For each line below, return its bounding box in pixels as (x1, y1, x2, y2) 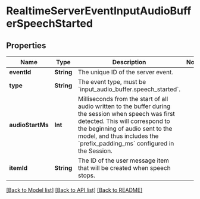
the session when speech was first (78, 110, 176, 118)
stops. (78, 171, 95, 179)
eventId (9, 68, 32, 76)
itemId (9, 164, 28, 172)
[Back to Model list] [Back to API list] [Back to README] (6, 187, 143, 194)
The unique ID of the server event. (78, 68, 174, 76)
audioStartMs (9, 121, 49, 129)
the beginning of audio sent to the (78, 125, 173, 132)
